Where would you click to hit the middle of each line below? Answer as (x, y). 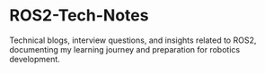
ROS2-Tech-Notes (79, 16)
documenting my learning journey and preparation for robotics (125, 49)
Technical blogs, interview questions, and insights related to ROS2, (133, 40)
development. (35, 59)
